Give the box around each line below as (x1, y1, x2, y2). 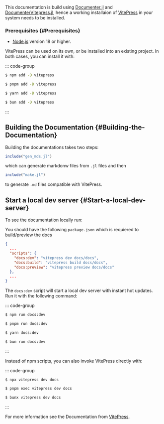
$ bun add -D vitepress (5, 100, 55, 105)
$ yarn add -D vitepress (5, 91, 57, 96)
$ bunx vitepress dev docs (5, 395, 61, 400)
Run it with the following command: (5, 293, 78, 299)
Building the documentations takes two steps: (5, 144, 99, 150)
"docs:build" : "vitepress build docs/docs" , (14, 260, 108, 265)
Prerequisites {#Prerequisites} (5, 27, 81, 34)
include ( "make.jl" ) (5, 172, 46, 177)
